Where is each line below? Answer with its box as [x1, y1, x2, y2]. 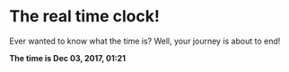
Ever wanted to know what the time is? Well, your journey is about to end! [9, 36, 281, 46]
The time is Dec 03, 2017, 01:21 [9, 52, 127, 63]
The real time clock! [9, 6, 160, 27]
